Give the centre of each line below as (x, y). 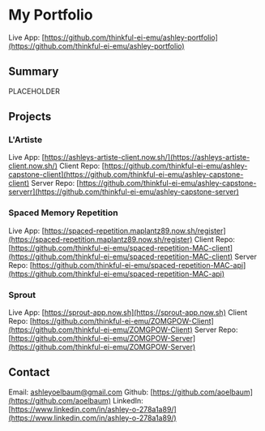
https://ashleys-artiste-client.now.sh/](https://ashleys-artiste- (147, 157)
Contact (29, 372)
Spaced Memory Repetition (64, 213)
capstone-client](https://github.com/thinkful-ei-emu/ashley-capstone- (126, 175)
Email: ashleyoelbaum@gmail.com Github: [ (81, 392)
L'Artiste (26, 140)
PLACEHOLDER (34, 91)
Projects (30, 116)
